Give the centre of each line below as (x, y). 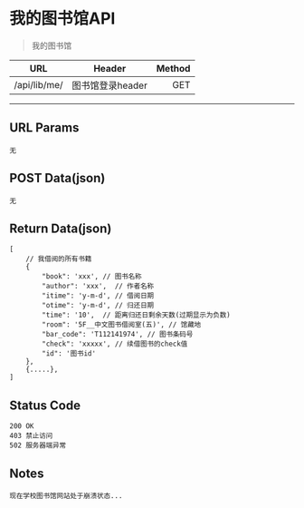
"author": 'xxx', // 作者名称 (98, 287)
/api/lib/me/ (38, 84)
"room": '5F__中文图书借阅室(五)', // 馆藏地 (122, 325)
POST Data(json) (57, 178)
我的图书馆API (62, 19)
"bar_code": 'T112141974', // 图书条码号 (118, 335)
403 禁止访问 (31, 436)
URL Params (44, 128)
